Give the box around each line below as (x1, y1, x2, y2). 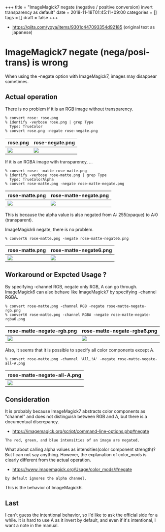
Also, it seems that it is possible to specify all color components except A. (5, 347, 155, 353)
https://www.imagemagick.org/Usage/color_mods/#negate (12, 467, 132, 472)
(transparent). (5, 217, 33, 223)
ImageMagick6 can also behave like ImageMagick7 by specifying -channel (5, 289, 157, 295)
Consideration (5, 395, 50, 404)
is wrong (32, 57, 68, 68)
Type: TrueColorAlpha (9, 177, 54, 182)
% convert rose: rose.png (5, 115, 58, 120)
